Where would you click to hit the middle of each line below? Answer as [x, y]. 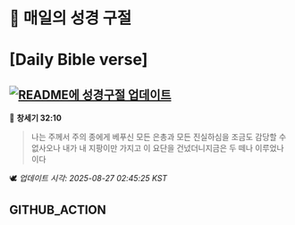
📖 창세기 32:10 [36, 118]
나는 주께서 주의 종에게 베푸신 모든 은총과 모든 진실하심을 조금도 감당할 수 [159, 137]
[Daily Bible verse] [79, 60]
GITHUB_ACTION [58, 209]
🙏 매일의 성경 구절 [71, 18]
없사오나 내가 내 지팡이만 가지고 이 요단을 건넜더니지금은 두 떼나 [142, 148]
